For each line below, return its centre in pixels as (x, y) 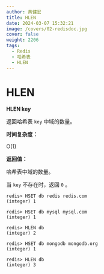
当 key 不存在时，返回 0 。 (38, 184)
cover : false (23, 34)
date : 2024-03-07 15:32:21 (40, 23)
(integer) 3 (21, 265)
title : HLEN (21, 18)
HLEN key (19, 109)
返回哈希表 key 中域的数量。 (41, 122)
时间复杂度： (22, 134)
